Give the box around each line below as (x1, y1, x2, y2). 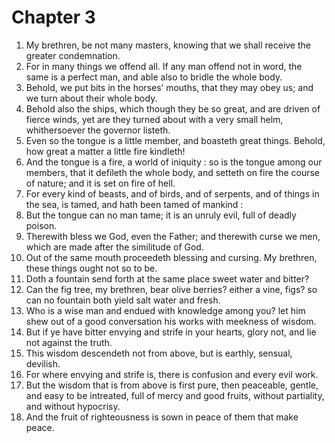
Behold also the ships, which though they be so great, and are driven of (25, 102, 321, 115)
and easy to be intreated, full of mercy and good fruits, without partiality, (25, 389, 325, 401)
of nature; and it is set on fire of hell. (25, 177, 176, 189)
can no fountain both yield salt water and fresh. (25, 294, 221, 306)
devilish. (25, 357, 61, 370)
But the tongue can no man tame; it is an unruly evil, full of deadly (25, 209, 297, 221)
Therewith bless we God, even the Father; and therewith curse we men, (25, 230, 321, 242)
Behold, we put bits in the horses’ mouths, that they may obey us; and (25, 81, 314, 93)
